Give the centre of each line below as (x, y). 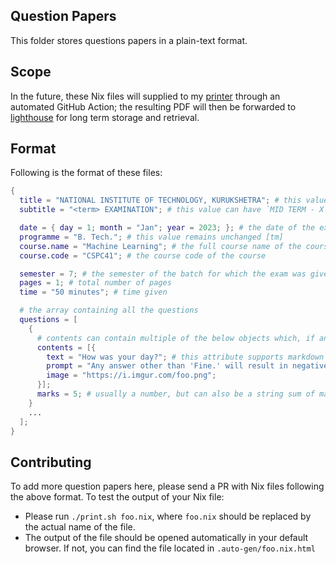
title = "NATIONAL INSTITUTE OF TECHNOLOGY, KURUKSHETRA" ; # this (160, 200)
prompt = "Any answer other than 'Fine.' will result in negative (187, 366)
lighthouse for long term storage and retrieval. (105, 117)
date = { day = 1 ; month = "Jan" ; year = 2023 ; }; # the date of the (167, 228)
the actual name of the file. (80, 527)
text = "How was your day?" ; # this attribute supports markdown (185, 357)
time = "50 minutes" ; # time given (93, 292)
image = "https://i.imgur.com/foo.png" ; (131, 375)
